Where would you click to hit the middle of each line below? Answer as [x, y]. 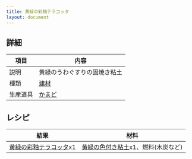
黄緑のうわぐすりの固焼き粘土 [81, 72]
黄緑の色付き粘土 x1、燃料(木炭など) [132, 147]
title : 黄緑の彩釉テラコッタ [38, 12]
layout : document [28, 17]
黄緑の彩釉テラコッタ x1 [43, 147]
